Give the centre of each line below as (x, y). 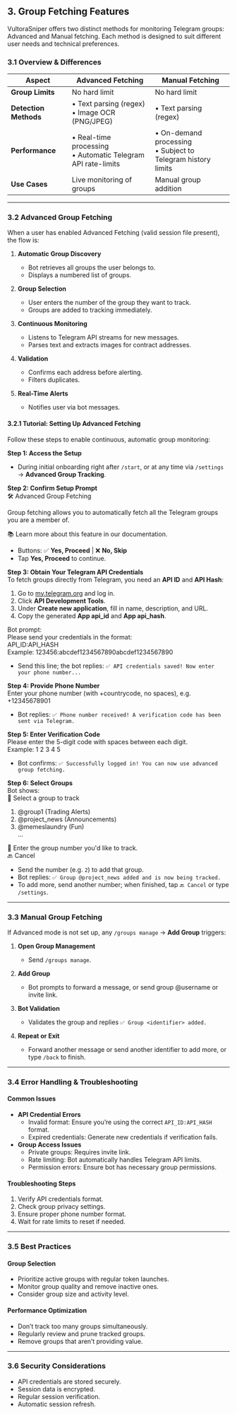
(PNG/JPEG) (92, 122)
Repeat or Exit (38, 1036)
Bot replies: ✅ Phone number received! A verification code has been (119, 714)
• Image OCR (93, 112)
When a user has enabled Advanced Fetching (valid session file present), (114, 233)
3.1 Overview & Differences (55, 62)
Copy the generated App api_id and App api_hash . (92, 615)
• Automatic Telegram (108, 155)
